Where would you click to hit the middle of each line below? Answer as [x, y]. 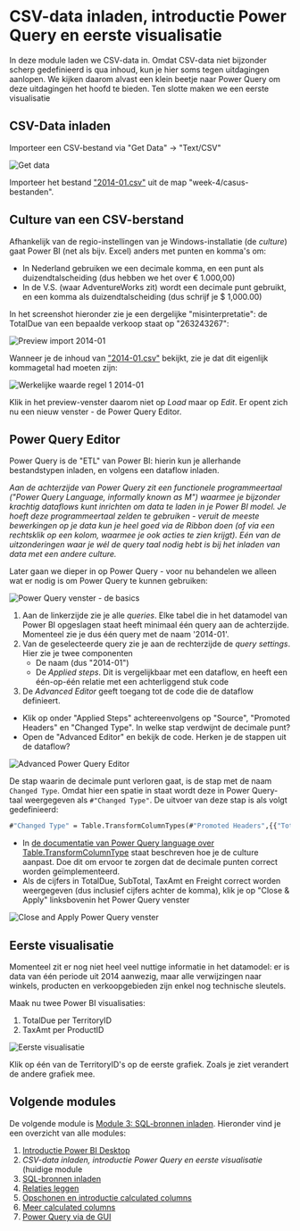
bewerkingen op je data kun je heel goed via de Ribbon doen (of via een [142, 526]
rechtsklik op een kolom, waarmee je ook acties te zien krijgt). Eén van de [145, 535]
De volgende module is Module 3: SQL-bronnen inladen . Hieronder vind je [145, 1123]
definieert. [41, 701]
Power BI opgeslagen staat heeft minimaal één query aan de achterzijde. [156, 625]
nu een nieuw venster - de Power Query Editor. [96, 412]
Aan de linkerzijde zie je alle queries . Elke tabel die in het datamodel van [154, 615]
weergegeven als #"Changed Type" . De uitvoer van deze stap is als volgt [156, 800]
